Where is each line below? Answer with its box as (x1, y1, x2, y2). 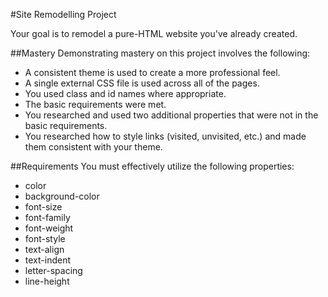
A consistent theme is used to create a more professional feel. (24, 67, 281, 78)
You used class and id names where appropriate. (24, 88, 227, 99)
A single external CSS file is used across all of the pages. (24, 77, 260, 89)
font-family (24, 212, 71, 223)
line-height (24, 275, 70, 287)
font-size (24, 201, 63, 213)
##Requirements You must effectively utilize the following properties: (10, 160, 295, 172)
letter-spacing (24, 265, 83, 276)
